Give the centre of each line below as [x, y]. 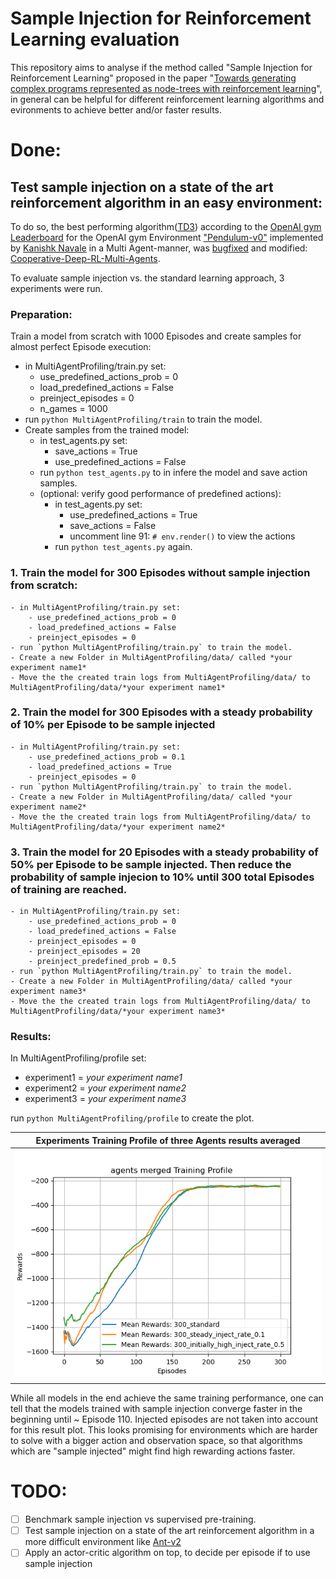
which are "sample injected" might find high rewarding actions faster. [153, 1451]
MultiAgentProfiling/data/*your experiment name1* [118, 687]
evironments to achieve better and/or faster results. [116, 109]
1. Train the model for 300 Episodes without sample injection [160, 573]
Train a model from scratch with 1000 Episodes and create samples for [156, 336]
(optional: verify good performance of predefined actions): [160, 494]
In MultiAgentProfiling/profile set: [78, 1058]
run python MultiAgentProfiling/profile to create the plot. [132, 1118]
